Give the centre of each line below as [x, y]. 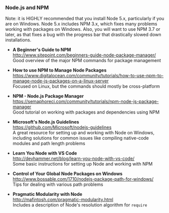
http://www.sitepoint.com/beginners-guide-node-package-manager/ [84, 55]
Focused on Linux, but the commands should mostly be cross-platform [86, 86]
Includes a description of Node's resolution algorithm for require [80, 205]
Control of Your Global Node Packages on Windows [67, 174]
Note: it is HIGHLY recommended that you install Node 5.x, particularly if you [85, 19]
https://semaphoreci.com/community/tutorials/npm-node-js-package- [86, 101]
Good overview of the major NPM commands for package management [87, 61]
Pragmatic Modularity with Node [47, 194]
